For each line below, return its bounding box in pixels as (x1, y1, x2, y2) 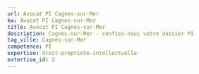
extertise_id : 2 (7, 56, 55, 63)
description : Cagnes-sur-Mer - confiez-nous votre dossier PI (7, 30, 194, 37)
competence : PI (7, 43, 52, 50)
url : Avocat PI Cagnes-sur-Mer (7, 10, 99, 18)
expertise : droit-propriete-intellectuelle (7, 50, 138, 57)
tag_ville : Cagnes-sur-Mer (7, 37, 87, 44)
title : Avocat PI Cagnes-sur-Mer (7, 23, 106, 30)
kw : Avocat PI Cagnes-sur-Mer (7, 17, 97, 24)
